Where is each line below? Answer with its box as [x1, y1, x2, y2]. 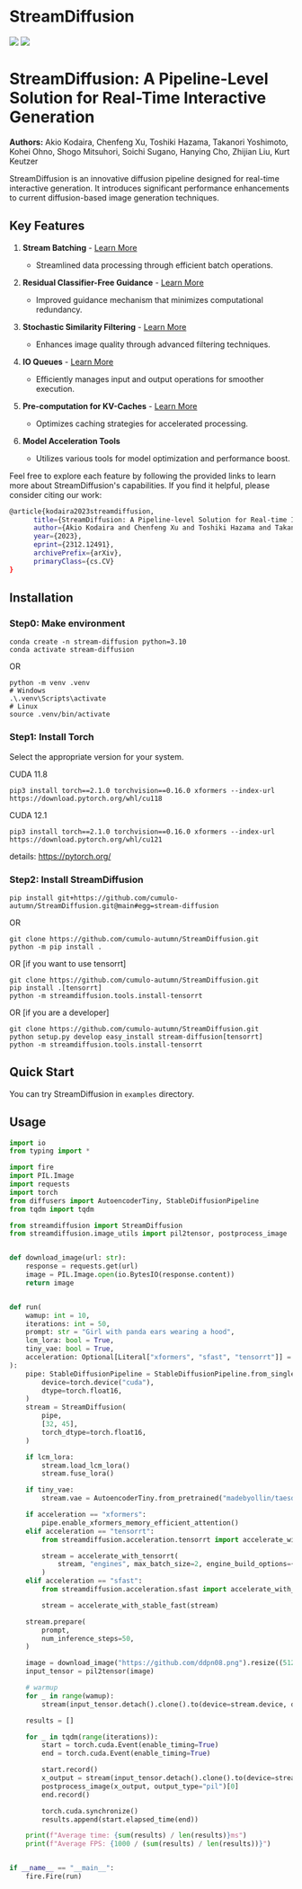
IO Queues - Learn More [22, 356, 114, 367]
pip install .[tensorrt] [9, 983, 102, 993]
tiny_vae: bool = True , [25, 1344, 115, 1354]
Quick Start [9, 1065, 75, 1080]
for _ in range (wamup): [25, 1691, 115, 1700]
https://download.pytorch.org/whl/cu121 [9, 834, 164, 844]
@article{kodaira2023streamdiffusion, [9, 506, 155, 516]
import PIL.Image [9, 1172, 75, 1181]
